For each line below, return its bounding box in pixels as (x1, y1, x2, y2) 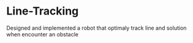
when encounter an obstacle (6, 30, 78, 38)
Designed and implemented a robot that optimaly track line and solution (6, 24, 187, 31)
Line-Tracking (6, 4, 79, 18)
